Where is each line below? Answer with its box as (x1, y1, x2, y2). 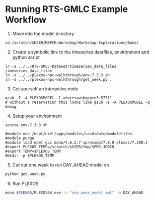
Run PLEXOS (12, 181, 39, 187)
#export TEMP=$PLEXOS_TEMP (5, 149, 61, 154)
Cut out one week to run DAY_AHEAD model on (12, 162, 109, 168)
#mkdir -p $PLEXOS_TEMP (5, 153, 55, 158)
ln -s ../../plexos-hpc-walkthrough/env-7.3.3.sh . (5, 72, 114, 78)
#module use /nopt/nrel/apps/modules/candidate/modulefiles (5, 131, 133, 136)
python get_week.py (5, 171, 46, 177)
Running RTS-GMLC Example (5, 3, 128, 15)
